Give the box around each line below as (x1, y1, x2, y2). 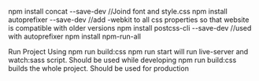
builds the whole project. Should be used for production (8, 64, 189, 73)
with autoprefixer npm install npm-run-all (8, 31, 142, 41)
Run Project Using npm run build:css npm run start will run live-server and (8, 47, 249, 56)
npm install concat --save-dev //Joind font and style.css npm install (8, 7, 228, 16)
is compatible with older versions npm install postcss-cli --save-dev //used (8, 24, 252, 32)
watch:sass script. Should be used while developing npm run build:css (8, 55, 237, 64)
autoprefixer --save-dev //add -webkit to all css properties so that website (8, 15, 250, 24)
